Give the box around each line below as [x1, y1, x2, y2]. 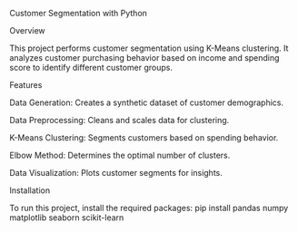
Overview [9, 25, 45, 35]
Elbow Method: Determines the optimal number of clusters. [9, 150, 231, 160]
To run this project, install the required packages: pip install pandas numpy [9, 203, 289, 213]
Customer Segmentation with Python [9, 8, 148, 18]
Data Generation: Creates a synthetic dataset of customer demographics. [9, 97, 284, 108]
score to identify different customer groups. [9, 63, 173, 72]
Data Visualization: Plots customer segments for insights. [9, 168, 223, 178]
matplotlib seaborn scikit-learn [9, 212, 124, 223]
